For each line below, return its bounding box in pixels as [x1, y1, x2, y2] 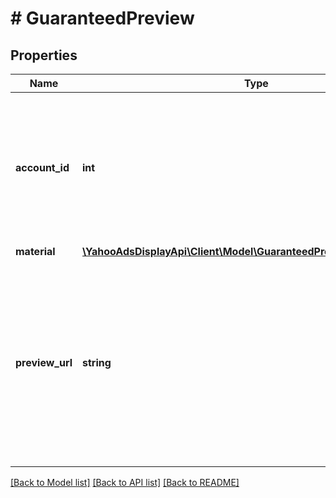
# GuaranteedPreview [10, 7, 195, 30]
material [15, 245, 56, 258]
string [81, 356, 112, 369]
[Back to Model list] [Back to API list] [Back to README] [10, 477, 240, 488]
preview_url [15, 356, 73, 369]
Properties [10, 47, 78, 64]
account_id [15, 161, 70, 174]
